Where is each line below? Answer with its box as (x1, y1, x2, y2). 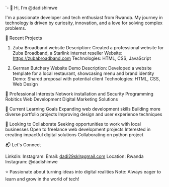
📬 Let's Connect (5, 142, 41, 148)
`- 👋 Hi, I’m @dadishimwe (5, 5, 58, 11)
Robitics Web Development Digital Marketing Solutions (5, 96, 118, 102)
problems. (5, 25, 26, 31)
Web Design (12, 81, 38, 87)
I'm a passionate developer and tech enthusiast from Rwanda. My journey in (5, 15, 163, 20)
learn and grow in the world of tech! (5, 176, 79, 182)
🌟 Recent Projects (5, 35, 42, 41)
